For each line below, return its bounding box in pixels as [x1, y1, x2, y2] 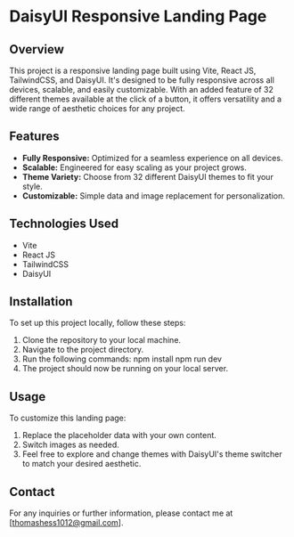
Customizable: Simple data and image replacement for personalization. [21, 190, 285, 201]
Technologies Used [9, 216, 118, 232]
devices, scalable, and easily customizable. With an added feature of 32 [9, 85, 274, 94]
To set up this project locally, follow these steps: [9, 318, 186, 329]
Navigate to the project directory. [21, 345, 144, 355]
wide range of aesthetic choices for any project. [9, 103, 185, 113]
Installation [9, 294, 73, 309]
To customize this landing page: [9, 412, 127, 424]
